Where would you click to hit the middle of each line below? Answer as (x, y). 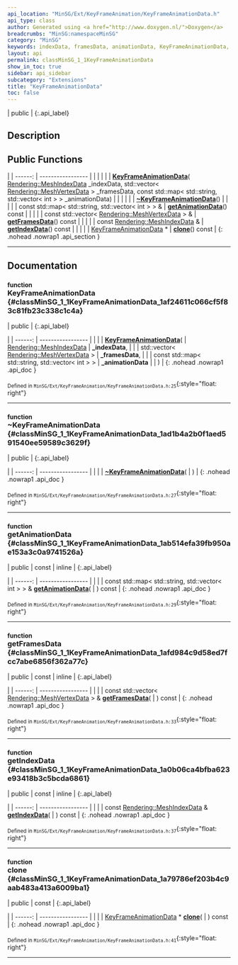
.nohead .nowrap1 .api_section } (54, 237)
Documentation (42, 265)
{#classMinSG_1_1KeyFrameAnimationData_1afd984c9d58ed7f (118, 653)
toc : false (23, 93)
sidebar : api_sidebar (39, 73)
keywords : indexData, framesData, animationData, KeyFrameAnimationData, (119, 47)
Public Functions (45, 159)
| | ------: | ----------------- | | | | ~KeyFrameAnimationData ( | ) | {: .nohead (119, 472)
